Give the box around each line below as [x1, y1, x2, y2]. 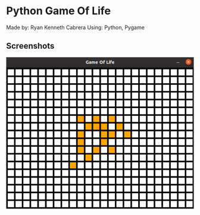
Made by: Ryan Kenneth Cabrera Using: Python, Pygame [6, 24, 145, 31]
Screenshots [6, 41, 55, 51]
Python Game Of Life [6, 4, 111, 18]
